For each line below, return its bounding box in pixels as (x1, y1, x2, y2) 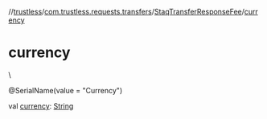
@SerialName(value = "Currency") (8, 85, 123, 95)
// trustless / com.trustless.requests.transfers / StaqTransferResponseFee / (8, 7, 245, 16)
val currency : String (8, 101, 74, 111)
